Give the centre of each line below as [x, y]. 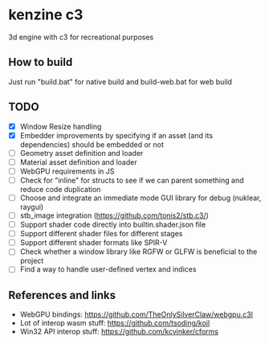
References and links [62, 295]
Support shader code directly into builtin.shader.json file [113, 225]
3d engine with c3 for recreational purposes [81, 37]
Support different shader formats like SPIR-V [94, 243]
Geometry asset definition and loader [82, 153]
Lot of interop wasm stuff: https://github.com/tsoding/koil [115, 323]
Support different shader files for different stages [101, 234]
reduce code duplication [60, 189]
